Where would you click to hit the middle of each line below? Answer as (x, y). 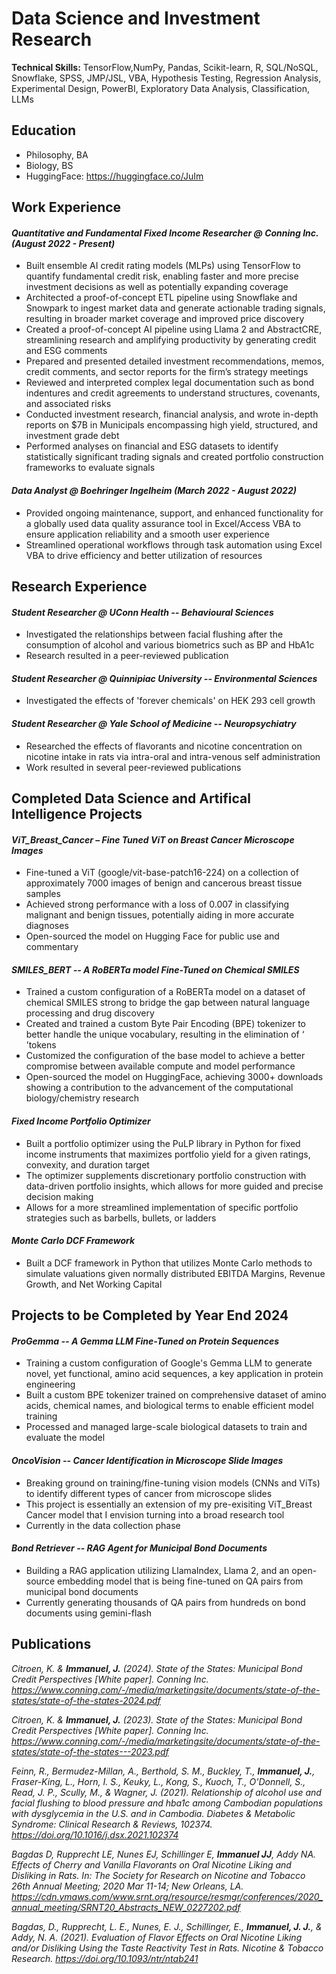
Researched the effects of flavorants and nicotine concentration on (164, 746)
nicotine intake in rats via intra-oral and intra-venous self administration (173, 756)
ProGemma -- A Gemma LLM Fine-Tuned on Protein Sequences (145, 1341)
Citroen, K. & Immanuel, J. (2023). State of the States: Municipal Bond (157, 1719)
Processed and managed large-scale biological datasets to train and (166, 1427)
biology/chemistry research (82, 1098)
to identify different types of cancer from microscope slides (149, 1493)
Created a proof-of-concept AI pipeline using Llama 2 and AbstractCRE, (174, 329)
